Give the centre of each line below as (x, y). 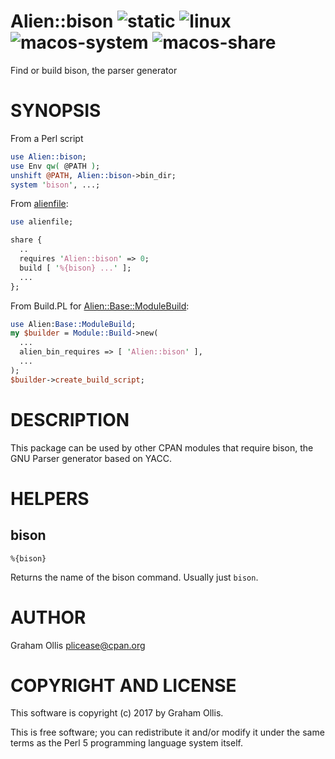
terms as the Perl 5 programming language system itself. (126, 743)
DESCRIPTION (70, 419)
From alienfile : (39, 204)
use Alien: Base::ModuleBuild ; (73, 324)
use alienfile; (42, 222)
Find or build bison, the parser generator (94, 70)
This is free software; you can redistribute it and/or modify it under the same (167, 732)
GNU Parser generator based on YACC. (91, 458)
